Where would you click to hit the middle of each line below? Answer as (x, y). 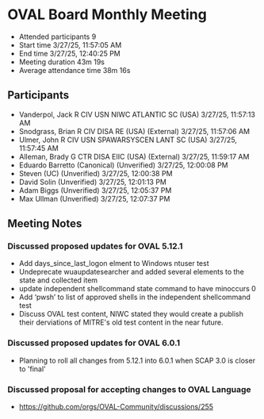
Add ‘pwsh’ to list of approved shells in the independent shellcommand (135, 297)
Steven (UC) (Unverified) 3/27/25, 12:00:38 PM (96, 173)
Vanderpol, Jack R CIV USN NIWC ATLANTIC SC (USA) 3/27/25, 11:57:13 (137, 114)
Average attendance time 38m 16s (75, 70)
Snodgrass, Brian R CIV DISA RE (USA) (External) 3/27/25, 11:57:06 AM (134, 131)
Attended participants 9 (57, 37)
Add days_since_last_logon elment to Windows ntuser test (114, 263)
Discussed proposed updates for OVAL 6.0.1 (94, 343)
